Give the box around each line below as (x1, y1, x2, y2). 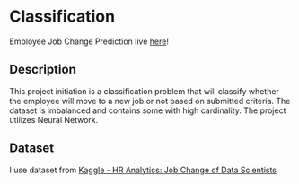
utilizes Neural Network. (9, 114, 99, 125)
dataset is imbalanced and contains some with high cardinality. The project (9, 105, 286, 116)
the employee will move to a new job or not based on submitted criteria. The (9, 95, 291, 106)
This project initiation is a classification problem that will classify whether (9, 85, 280, 96)
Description (9, 62, 76, 77)
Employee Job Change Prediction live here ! (9, 36, 169, 47)
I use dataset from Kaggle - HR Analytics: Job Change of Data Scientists (9, 164, 277, 175)
